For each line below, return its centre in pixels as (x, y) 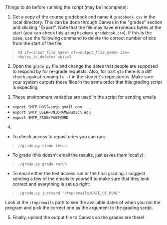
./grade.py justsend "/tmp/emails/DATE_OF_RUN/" (69, 193)
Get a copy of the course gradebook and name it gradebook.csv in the (84, 17)
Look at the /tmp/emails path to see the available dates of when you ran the (83, 202)
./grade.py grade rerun (42, 164)
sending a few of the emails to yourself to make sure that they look (81, 179)
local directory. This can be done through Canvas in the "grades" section (87, 22)
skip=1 (64, 57)
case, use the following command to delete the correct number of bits (84, 38)
